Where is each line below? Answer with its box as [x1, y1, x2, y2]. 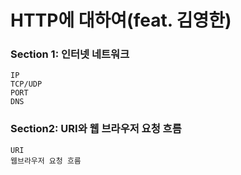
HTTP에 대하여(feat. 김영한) [10, 9, 232, 32]
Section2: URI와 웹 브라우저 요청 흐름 [10, 122, 182, 136]
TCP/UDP [10, 79, 43, 90]
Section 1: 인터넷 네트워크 [10, 47, 130, 61]
